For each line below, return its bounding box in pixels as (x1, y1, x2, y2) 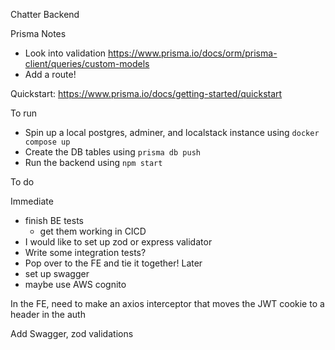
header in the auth (10, 309, 86, 320)
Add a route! (24, 69, 77, 80)
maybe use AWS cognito (24, 279, 127, 290)
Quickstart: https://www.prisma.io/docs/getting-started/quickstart (10, 88, 283, 99)
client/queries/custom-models (24, 58, 150, 69)
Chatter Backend (10, 9, 80, 20)
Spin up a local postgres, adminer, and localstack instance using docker (24, 127, 320, 138)
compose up (24, 137, 71, 147)
